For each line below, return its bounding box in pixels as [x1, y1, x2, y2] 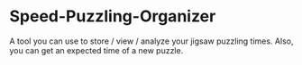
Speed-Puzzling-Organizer [9, 6, 216, 27]
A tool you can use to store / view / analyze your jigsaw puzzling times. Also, [9, 36, 294, 46]
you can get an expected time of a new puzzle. [9, 45, 184, 55]
